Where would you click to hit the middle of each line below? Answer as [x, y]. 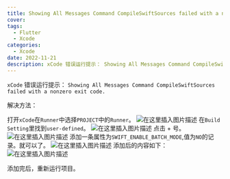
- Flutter [27, 32]
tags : [15, 26]
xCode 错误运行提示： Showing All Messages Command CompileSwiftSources [111, 84]
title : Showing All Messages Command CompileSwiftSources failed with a [113, 13]
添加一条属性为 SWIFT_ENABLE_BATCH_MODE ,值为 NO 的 [139, 137]
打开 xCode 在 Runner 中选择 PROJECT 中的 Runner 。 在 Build [114, 120]
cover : [16, 20]
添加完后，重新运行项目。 [43, 168]
